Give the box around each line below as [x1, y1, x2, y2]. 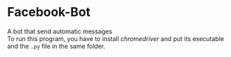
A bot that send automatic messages [7, 27, 113, 35]
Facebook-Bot [7, 4, 91, 20]
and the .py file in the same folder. [7, 42, 106, 50]
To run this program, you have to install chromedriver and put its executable [7, 34, 225, 42]
